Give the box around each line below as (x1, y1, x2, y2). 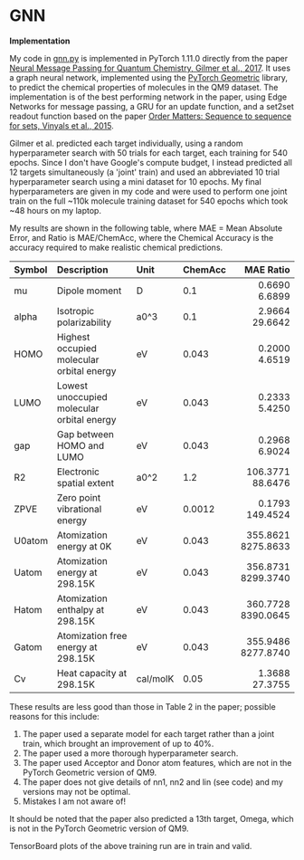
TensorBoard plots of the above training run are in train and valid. (9, 840, 252, 851)
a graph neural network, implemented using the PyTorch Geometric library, (9, 72, 288, 82)
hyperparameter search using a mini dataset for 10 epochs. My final (9, 176, 262, 186)
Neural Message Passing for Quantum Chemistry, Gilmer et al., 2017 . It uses (9, 62, 291, 73)
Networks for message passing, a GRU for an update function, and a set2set (9, 100, 294, 111)
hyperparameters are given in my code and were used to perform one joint (9, 186, 288, 196)
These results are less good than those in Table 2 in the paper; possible (9, 701, 276, 712)
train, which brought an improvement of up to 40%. (22, 738, 214, 749)
